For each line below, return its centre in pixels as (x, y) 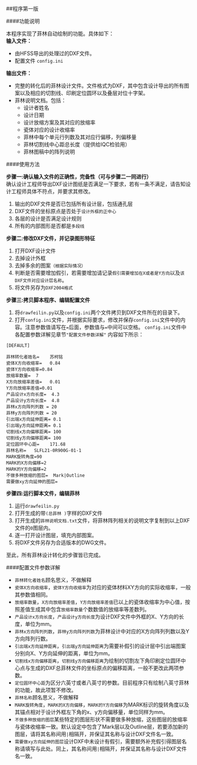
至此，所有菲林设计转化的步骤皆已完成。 (55, 555)
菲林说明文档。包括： (40, 100)
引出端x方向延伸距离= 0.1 (34, 419)
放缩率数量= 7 (23, 376)
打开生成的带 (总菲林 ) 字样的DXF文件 (58, 513)
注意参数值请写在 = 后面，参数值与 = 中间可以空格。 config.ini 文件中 (106, 327)
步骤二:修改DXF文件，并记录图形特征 (51, 238)
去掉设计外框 (30, 258)
